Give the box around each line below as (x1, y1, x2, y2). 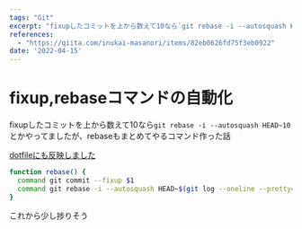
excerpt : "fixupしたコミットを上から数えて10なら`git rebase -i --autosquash (9, 22, 287, 31)
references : (9, 30, 54, 39)
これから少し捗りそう (9, 210, 88, 221)
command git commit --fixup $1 (17, 176, 135, 185)
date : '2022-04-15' (9, 47, 83, 56)
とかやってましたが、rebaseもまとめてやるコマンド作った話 (9, 131, 231, 142)
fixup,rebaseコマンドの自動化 (9, 88, 234, 109)
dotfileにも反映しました (9, 150, 96, 161)
